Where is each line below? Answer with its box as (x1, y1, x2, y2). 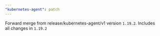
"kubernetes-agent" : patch (5, 7, 60, 12)
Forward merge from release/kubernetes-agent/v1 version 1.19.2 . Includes (5, 20, 155, 26)
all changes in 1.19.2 (5, 25, 47, 31)
